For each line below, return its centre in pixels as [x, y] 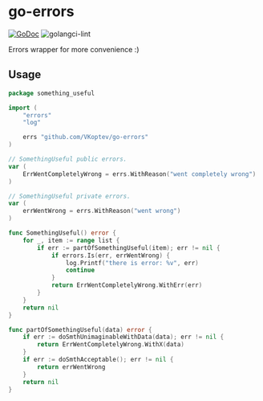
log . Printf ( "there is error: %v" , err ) [132, 263]
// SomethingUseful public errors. [68, 159]
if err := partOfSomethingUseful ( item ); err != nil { [129, 248]
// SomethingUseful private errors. [69, 196]
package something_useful [51, 93]
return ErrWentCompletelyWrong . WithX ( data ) [111, 345]
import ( [23, 108]
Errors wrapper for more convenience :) [74, 49]
